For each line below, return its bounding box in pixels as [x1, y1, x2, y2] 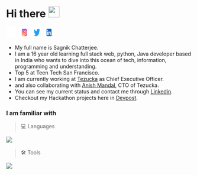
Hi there [6, 7, 46, 21]
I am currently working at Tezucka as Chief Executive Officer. [14, 75, 164, 82]
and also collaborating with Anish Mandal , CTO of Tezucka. [14, 82, 159, 89]
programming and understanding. [14, 63, 97, 70]
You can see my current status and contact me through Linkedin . [14, 87, 173, 95]
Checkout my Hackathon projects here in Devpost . [14, 94, 138, 101]
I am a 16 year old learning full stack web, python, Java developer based [14, 50, 191, 57]
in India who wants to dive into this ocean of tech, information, [14, 56, 167, 63]
